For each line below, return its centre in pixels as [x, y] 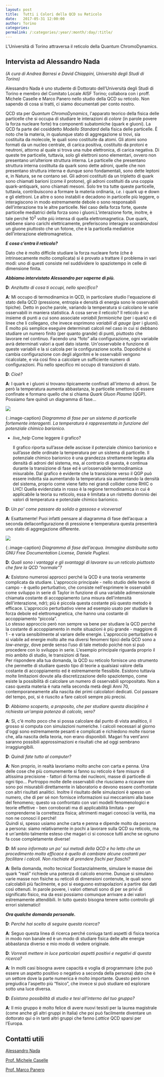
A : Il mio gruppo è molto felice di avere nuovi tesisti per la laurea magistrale [81, 1008]
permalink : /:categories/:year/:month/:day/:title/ [59, 32]
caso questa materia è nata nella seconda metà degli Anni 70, [67, 686]
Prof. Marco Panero [25, 1070]
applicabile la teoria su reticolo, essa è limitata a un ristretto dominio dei [85, 494]
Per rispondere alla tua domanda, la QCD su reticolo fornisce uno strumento [82, 660]
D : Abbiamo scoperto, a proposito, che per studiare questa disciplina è [77, 706]
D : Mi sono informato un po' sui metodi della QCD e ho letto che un [73, 849]
